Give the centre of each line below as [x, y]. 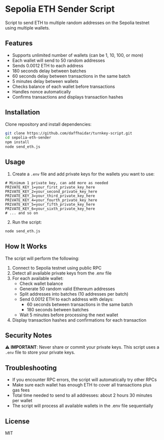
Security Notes [29, 335]
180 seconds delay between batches [49, 71]
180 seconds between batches [58, 309]
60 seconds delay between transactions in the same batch [71, 76]
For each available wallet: [38, 278]
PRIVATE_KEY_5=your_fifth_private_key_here [50, 204]
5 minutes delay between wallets [45, 81]
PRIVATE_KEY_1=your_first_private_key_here [50, 187]
